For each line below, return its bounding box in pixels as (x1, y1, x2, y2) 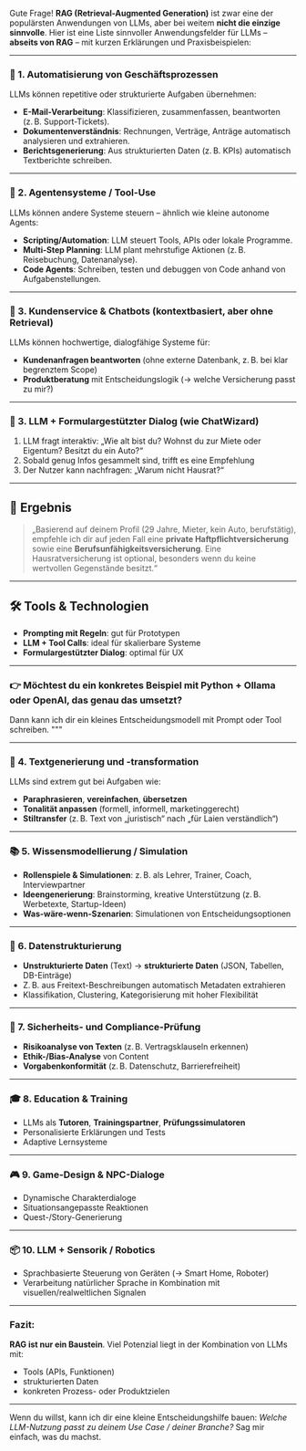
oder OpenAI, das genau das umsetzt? (9, 694, 183, 706)
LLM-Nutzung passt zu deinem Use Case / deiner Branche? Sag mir (9, 1422, 265, 1433)
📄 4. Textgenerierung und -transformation (9, 756, 199, 768)
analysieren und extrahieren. (22, 136, 130, 147)
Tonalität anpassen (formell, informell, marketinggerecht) (22, 803, 240, 815)
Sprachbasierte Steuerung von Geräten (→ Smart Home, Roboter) (22, 1268, 270, 1279)
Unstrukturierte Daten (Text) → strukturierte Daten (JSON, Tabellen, (22, 960, 284, 971)
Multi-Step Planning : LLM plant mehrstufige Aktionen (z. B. (22, 244, 246, 255)
